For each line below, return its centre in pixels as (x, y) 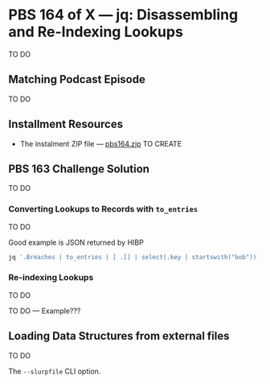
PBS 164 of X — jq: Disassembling (123, 15)
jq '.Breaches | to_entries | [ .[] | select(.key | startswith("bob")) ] (136, 257)
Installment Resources (65, 124)
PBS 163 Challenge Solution (79, 169)
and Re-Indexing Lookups (96, 32)
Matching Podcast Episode (77, 79)
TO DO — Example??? (45, 311)
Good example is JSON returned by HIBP (76, 242)
